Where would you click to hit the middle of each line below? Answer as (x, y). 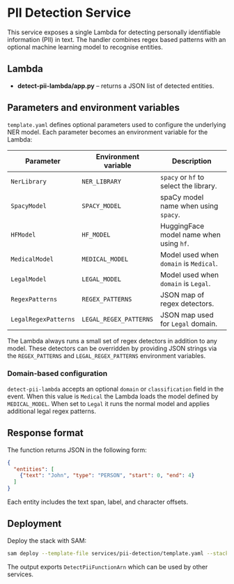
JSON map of (182, 294)
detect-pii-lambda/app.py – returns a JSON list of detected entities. (116, 86)
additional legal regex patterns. (52, 411)
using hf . (174, 244)
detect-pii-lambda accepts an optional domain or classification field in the (116, 389)
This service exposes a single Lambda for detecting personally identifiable (114, 32)
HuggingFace (182, 226)
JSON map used (187, 315)
